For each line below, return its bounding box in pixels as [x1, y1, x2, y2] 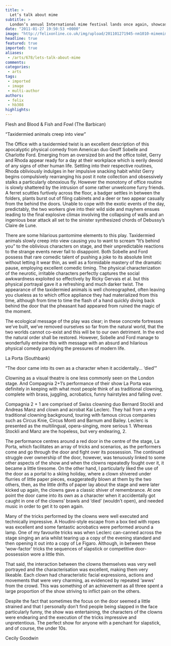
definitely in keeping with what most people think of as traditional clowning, [5, 386, 164, 392]
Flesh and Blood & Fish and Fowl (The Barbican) [5, 121, 106, 127]
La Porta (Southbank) [5, 355, 50, 361]
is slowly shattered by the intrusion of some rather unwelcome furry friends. [5, 184, 165, 190]
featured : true [5, 41, 38, 46]
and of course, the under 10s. [5, 625, 67, 631]
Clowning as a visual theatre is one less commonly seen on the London [5, 375, 154, 381]
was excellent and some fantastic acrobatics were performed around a [5, 524, 154, 530]
